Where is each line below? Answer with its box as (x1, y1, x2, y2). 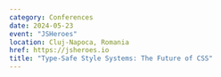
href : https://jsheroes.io (9, 46, 110, 55)
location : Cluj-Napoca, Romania (9, 37, 129, 47)
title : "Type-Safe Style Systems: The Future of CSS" (9, 54, 214, 63)
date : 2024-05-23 (9, 21, 74, 30)
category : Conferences (9, 12, 94, 22)
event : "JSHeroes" (9, 29, 78, 38)
